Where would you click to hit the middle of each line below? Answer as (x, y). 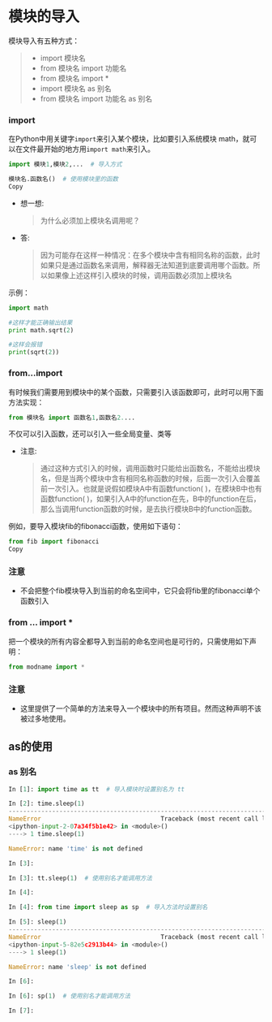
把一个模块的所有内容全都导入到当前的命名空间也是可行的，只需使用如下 (129, 641)
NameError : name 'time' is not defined (76, 849)
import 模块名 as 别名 (76, 88)
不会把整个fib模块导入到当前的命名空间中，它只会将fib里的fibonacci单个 (140, 591)
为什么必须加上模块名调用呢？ (90, 220)
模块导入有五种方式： (44, 41)
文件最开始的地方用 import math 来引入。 (89, 149)
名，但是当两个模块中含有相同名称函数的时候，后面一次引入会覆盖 (150, 479)
